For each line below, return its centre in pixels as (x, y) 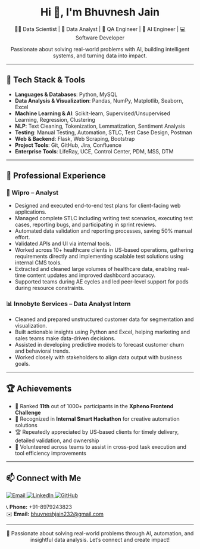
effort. (22, 238)
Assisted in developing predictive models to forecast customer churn (99, 344)
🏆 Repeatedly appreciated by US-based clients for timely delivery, (97, 431)
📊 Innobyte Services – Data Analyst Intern (68, 304)
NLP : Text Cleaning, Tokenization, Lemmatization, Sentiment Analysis (100, 126)
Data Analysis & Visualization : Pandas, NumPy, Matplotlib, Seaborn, (99, 100)
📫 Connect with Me (44, 478)
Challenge (28, 412)
